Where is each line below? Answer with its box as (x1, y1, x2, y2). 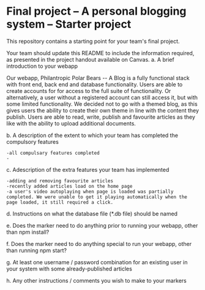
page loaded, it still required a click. (6, 199, 114, 206)
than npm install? (6, 228, 50, 236)
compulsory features (6, 138, 59, 145)
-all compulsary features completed (6, 150, 100, 156)
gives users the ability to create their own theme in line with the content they (6, 106, 199, 114)
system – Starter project (6, 17, 132, 31)
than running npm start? (6, 247, 67, 254)
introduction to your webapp (6, 62, 78, 70)
